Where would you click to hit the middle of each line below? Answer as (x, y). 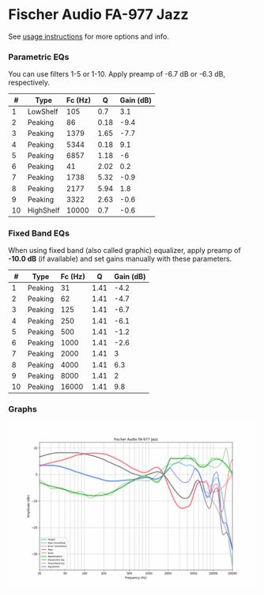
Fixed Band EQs (39, 233)
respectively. (29, 83)
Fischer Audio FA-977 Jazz (98, 15)
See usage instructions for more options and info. (89, 36)
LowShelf (43, 111)
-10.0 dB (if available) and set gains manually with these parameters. (120, 259)
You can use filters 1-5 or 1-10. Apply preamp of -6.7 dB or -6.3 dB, (117, 74)
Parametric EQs (39, 57)
